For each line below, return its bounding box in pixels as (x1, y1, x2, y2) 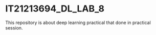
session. (5, 24, 23, 30)
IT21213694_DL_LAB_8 (5, 3, 105, 14)
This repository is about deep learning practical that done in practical (5, 19, 151, 25)
